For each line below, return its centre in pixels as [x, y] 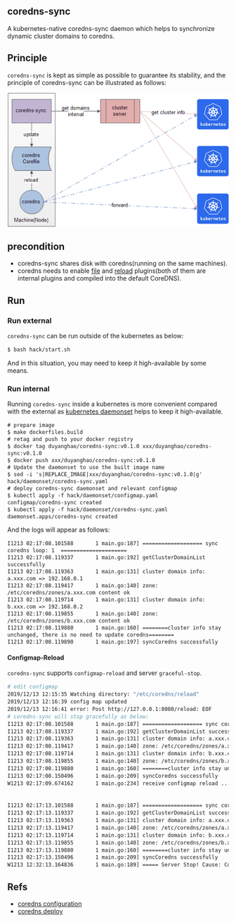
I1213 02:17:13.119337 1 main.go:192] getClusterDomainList [106, 813]
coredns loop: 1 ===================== [67, 551]
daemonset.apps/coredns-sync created [63, 517]
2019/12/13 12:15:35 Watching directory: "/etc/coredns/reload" [103, 694]
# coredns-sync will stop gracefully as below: [78, 717]
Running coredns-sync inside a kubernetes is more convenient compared [112, 404]
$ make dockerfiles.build [45, 433]
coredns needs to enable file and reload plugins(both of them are [111, 271]
